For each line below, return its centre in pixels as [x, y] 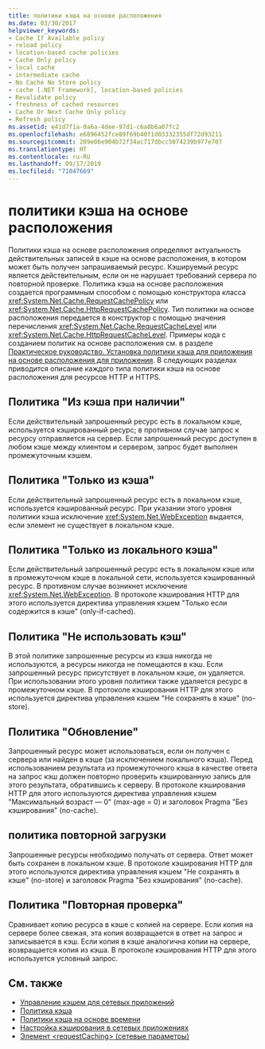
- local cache [32, 68]
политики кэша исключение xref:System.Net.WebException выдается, [126, 516]
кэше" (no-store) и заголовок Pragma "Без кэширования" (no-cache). [126, 880]
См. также [36, 983]
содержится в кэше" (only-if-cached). [72, 612]
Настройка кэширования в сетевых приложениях [104, 1028]
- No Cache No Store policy [55, 82]
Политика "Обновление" [74, 732]
